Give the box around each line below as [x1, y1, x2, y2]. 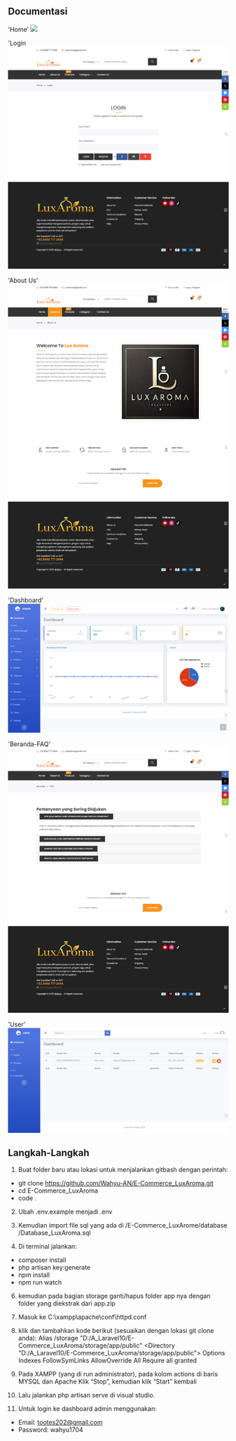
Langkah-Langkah [8, 1147, 90, 1159]
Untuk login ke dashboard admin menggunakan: [18, 1405, 157, 1413]
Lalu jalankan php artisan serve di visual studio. [18, 1391, 155, 1400]
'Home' [8, 25, 29, 34]
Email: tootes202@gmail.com [18, 1418, 103, 1427]
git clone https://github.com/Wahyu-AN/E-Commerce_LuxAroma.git [18, 1179, 214, 1188]
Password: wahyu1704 [18, 1426, 83, 1434]
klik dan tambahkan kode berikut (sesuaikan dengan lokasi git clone [18, 1327, 214, 1335]
